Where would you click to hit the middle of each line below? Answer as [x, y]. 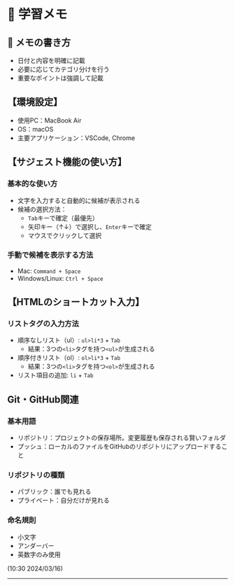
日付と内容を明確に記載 [51, 61]
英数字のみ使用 [39, 554]
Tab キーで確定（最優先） [63, 218]
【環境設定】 [35, 102]
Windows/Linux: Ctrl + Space [60, 278]
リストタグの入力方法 [43, 324]
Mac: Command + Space [49, 271]
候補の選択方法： [42, 209]
